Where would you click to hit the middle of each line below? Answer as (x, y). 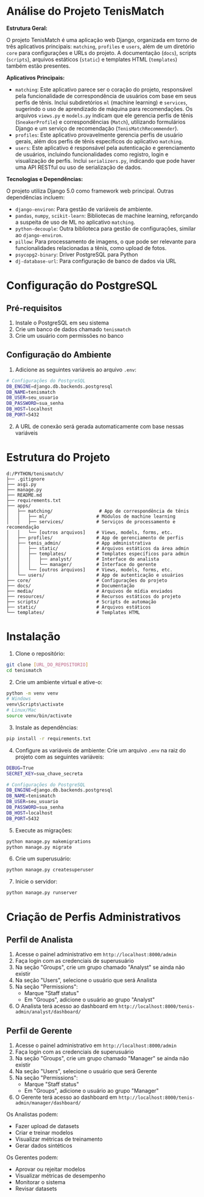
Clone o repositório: (40, 653)
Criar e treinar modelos (44, 1132)
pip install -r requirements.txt (49, 738)
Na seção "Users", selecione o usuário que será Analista (86, 981)
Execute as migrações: (44, 830)
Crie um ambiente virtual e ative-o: (58, 682)
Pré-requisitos (34, 308)
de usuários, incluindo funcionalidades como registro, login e (92, 154)
